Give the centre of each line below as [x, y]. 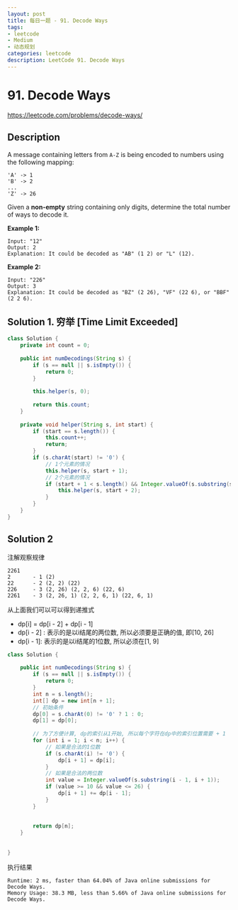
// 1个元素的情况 [67, 464]
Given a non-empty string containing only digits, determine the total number [119, 207]
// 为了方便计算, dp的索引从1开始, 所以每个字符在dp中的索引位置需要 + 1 [129, 734]
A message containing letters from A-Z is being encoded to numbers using [116, 154]
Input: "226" [27, 280]
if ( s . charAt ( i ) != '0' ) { [85, 754]
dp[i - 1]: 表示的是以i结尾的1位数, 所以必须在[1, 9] [88, 641]
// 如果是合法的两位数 [74, 774]
